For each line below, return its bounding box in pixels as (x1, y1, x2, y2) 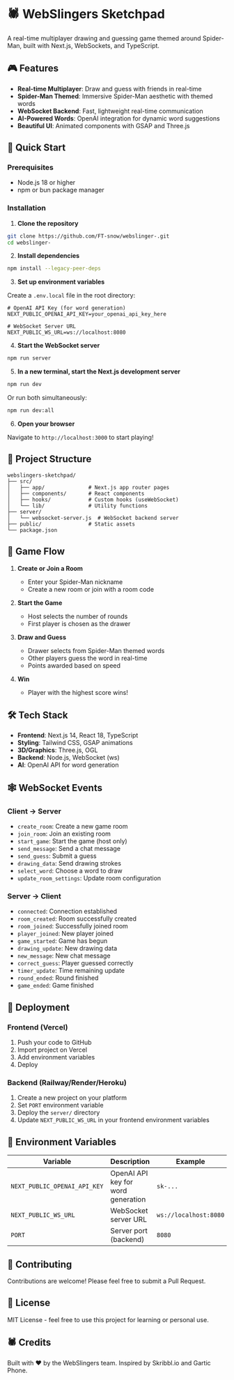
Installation (7, 204, 47, 213)
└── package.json (7, 526, 58, 534)
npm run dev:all (7, 407, 54, 414)
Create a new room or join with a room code (27, 585, 155, 593)
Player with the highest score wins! (27, 688, 129, 696)
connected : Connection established (17, 907, 117, 916)
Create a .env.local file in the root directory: (7, 291, 136, 300)
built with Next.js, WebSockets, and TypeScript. (23, 41, 160, 49)
